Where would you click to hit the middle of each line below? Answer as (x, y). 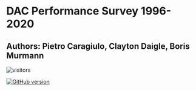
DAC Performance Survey (72, 11)
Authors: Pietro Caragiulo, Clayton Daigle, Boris (98, 46)
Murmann (25, 55)
